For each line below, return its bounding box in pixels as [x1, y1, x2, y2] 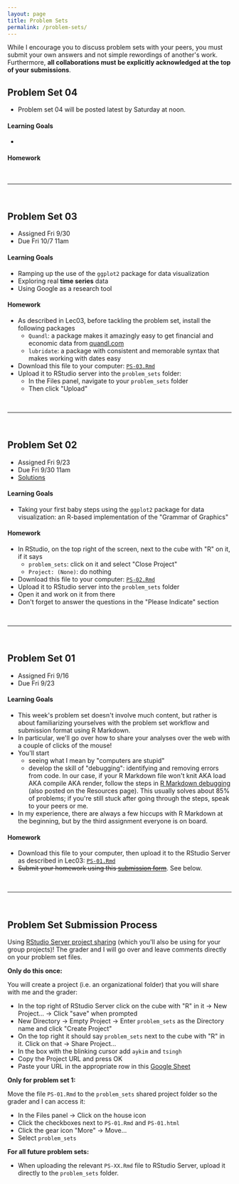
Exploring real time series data [17, 277, 109, 285]
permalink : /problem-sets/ [7, 23, 87, 31]
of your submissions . [7, 65, 71, 75]
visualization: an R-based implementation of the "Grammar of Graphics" [17, 513, 229, 521]
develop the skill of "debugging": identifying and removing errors [28, 764, 219, 772]
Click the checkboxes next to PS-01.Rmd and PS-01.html [17, 1119, 180, 1127]
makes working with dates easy [28, 353, 121, 363]
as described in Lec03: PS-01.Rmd [17, 856, 116, 865]
